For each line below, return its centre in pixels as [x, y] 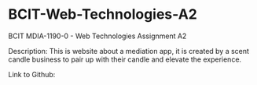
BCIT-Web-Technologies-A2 [103, 14]
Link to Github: [32, 74]
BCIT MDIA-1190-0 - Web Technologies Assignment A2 [97, 36]
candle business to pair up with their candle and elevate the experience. [125, 59]
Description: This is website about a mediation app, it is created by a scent [129, 51]
